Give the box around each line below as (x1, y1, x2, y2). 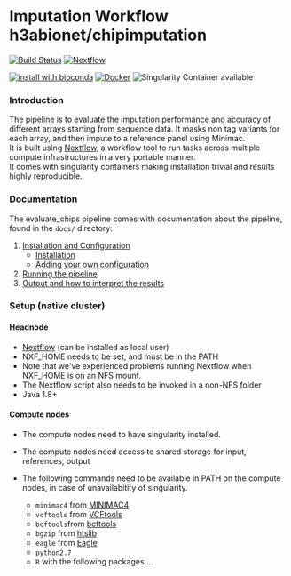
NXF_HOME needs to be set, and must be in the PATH (21, 351, 219, 362)
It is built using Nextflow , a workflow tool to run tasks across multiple (9, 142, 261, 153)
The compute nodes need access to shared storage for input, (21, 446, 247, 457)
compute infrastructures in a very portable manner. (9, 152, 196, 163)
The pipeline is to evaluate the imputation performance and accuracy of (9, 114, 271, 125)
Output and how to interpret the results (21, 277, 165, 288)
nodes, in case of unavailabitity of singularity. (21, 482, 188, 492)
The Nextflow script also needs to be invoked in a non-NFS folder (21, 380, 262, 390)
